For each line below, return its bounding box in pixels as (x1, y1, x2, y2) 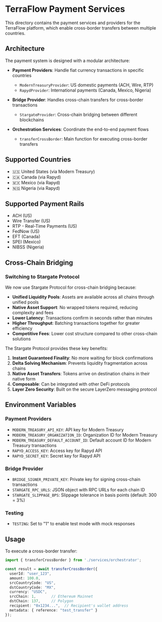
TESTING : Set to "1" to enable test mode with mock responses (12, 521, 135, 527)
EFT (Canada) (12, 234, 41, 240)
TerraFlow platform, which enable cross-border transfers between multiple (5, 25, 156, 31)
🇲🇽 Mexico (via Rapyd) (12, 179, 60, 185)
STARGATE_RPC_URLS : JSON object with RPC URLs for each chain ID (12, 487, 145, 493)
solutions (12, 336, 31, 342)
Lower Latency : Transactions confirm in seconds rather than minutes (12, 315, 153, 321)
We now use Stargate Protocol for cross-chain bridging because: (5, 284, 136, 290)
